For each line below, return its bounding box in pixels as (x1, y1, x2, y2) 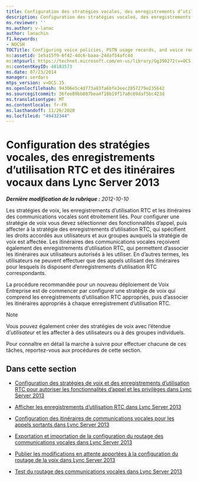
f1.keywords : (6, 36, 38, 42)
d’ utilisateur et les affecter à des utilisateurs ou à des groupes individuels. (6, 329, 186, 336)
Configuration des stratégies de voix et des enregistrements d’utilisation (14, 379, 190, 387)
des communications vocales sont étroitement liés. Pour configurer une (6, 213, 180, 220)
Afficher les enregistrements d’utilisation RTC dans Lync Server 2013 (14, 404, 181, 410)
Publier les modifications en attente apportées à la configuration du (14, 450, 179, 457)
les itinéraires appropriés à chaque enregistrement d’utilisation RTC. (6, 300, 171, 307)
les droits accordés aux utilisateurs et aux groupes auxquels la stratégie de (6, 232, 188, 239)
